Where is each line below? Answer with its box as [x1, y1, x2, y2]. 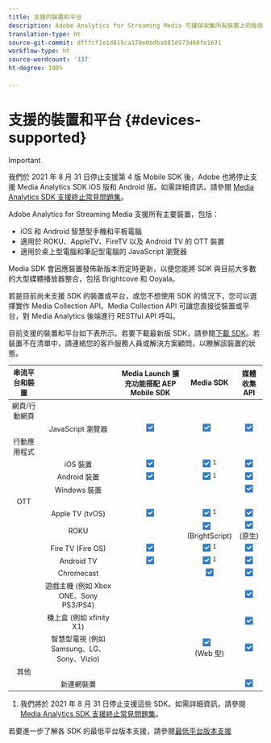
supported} [8, 128, 87, 147]
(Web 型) [194, 649, 225, 658]
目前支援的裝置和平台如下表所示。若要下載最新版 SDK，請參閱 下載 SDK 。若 [8, 328, 261, 338]
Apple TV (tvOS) [51, 508, 106, 518]
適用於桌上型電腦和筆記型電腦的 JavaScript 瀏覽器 [19, 246, 187, 256]
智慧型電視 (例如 [51, 633, 106, 643]
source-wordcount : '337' [8, 56, 92, 64]
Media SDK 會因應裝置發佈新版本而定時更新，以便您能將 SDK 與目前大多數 [8, 263, 256, 273]
